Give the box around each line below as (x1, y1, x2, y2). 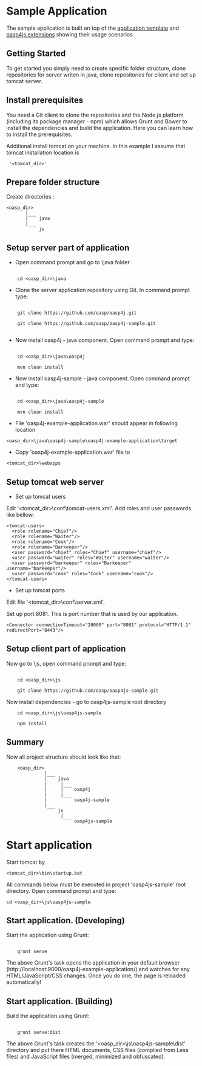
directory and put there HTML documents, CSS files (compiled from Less (6, 1047, 189, 1054)
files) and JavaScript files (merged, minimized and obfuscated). (6, 1053, 166, 1061)
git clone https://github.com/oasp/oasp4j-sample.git (17, 321, 156, 327)
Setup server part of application (6, 242, 130, 253)
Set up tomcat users (15, 493, 66, 500)
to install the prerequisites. (6, 131, 73, 138)
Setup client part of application (6, 644, 126, 654)
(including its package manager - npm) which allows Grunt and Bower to (6, 117, 187, 125)
